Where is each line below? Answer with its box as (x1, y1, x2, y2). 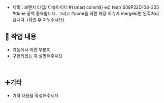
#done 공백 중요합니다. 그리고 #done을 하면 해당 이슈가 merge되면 (12, 10, 142, 16)
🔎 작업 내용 (5, 33, 37, 41)
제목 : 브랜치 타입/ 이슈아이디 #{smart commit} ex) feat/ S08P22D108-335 (12, 4, 159, 10)
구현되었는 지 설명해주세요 (12, 52, 63, 58)
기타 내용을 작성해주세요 (12, 92, 59, 98)
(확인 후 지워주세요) (27, 17, 65, 22)
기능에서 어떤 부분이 (12, 47, 51, 52)
